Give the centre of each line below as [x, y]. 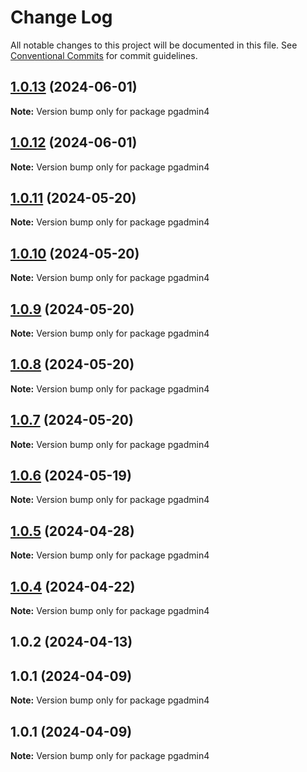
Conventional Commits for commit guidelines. [104, 55]
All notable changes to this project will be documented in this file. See [154, 45]
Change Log [61, 17]
